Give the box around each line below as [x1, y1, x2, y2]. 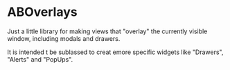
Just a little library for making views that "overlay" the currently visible [7, 27, 208, 35]
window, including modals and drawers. [7, 34, 121, 42]
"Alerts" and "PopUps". [7, 55, 73, 63]
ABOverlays [7, 4, 78, 20]
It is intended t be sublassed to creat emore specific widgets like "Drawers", [7, 48, 224, 56]
